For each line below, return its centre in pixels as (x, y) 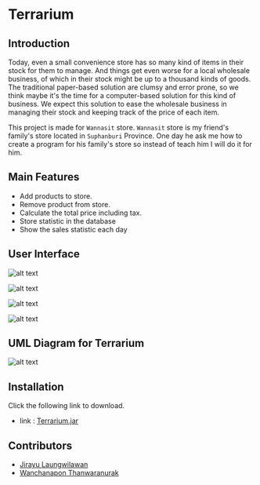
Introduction (39, 44)
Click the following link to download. (67, 406)
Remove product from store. (65, 204)
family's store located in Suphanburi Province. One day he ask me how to (125, 136)
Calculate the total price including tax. (81, 213)
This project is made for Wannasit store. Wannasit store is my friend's (119, 128)
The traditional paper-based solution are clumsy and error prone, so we (123, 87)
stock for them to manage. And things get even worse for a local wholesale (129, 71)
